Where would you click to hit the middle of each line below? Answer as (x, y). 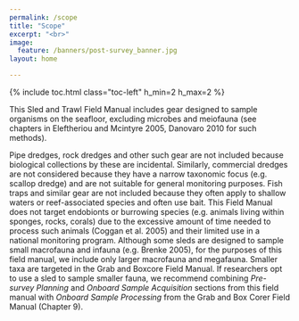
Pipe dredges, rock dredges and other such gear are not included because (146, 155)
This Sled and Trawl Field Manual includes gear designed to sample (133, 109)
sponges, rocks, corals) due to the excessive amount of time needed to (140, 221)
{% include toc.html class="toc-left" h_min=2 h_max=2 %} (117, 92)
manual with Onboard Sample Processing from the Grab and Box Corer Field (149, 297)
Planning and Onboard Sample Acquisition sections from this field (158, 288)
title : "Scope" (37, 26)
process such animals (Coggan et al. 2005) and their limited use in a (135, 231)
